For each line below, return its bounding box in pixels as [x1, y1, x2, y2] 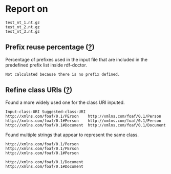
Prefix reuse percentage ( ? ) [5, 43, 95, 52]
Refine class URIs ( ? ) [5, 85, 73, 95]
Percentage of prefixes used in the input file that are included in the [5, 56, 147, 62]
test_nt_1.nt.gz [5, 20, 40, 25]
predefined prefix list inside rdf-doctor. [5, 62, 87, 68]
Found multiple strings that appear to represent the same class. [5, 132, 139, 138]
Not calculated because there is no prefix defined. [5, 72, 120, 77]
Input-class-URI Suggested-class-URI [5, 109, 86, 114]
